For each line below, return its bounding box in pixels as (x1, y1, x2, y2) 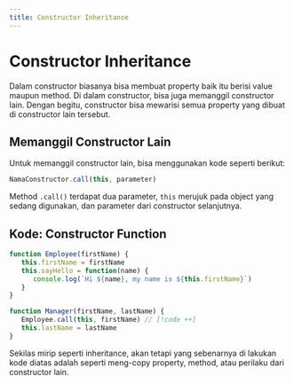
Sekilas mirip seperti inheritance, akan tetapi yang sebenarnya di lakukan (9, 348, 277, 358)
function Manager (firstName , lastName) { (9, 307, 165, 316)
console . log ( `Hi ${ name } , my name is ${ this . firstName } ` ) (32, 274, 252, 284)
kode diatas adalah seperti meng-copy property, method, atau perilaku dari (9, 357, 284, 368)
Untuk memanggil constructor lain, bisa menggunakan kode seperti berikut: (9, 158, 286, 168)
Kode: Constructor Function (9, 226, 167, 241)
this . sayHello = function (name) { (20, 266, 149, 275)
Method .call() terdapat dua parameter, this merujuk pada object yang (9, 192, 274, 202)
